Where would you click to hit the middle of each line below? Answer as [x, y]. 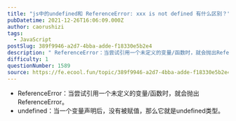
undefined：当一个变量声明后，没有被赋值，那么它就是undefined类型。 [121, 111]
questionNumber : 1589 [39, 66]
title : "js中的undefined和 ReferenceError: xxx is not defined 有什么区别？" [119, 14]
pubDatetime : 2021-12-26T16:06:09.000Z [66, 20]
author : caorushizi [36, 27]
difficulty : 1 [28, 59]
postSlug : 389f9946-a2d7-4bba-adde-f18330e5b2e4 [80, 46]
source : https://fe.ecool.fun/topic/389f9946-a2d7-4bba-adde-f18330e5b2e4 [119, 72]
